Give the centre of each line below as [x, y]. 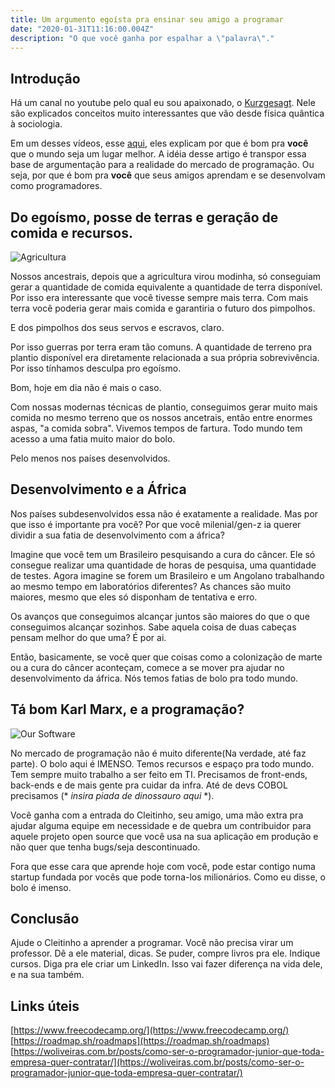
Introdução [45, 78]
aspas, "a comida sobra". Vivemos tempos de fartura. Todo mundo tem [156, 428]
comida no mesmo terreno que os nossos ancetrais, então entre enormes [161, 417]
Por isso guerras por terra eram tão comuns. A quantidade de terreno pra [161, 347]
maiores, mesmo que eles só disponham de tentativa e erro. [134, 597]
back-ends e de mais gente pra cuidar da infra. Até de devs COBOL [149, 785]
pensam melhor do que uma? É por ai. [88, 637]
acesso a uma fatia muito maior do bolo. [93, 439]
